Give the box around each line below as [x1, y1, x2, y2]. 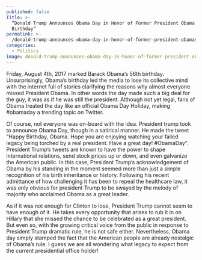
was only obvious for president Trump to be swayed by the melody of [6, 184, 179, 191]
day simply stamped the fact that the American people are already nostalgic [6, 234, 194, 241]
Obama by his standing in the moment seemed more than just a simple [6, 165, 181, 172]
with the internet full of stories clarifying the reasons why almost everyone [6, 82, 191, 90]
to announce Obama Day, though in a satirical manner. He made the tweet [6, 126, 189, 134]
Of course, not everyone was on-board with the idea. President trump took [6, 120, 191, 127]
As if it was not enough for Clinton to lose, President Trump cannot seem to [6, 202, 193, 209]
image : [6, 54, 23, 60]
